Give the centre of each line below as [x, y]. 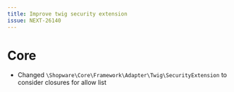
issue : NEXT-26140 [34, 21]
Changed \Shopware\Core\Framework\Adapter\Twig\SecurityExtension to [122, 75]
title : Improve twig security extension [68, 14]
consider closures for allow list [62, 83]
